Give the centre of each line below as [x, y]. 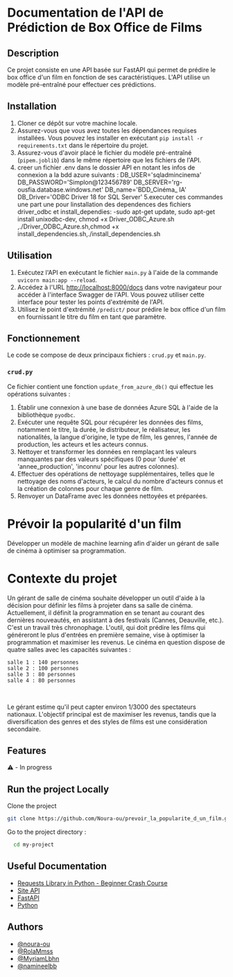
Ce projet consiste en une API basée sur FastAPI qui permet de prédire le [112, 70]
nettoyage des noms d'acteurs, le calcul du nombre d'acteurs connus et [120, 481]
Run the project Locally [58, 789]
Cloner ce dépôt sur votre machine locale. [77, 123]
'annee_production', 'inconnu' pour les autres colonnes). [98, 466]
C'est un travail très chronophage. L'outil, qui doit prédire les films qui [106, 627]
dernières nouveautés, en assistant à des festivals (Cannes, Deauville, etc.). [115, 620]
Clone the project [32, 806]
